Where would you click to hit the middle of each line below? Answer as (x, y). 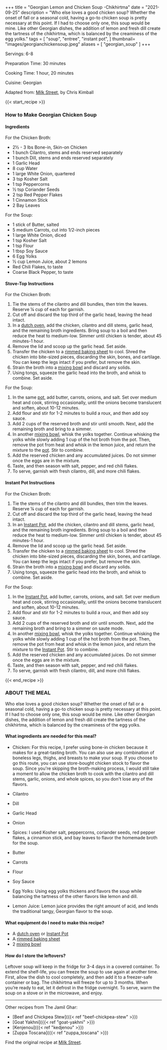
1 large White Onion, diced (39, 235)
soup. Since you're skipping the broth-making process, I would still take (86, 768)
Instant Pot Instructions (30, 483)
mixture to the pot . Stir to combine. (48, 450)
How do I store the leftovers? (36, 956)
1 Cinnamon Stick (30, 200)
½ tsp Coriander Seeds (36, 190)
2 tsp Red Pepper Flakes (38, 195)
